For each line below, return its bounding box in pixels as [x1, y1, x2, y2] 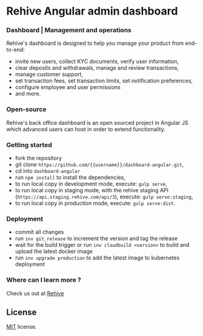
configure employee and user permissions [15, 84, 121, 91]
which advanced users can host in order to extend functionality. [6, 126, 165, 133]
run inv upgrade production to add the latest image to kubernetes [15, 254, 180, 261]
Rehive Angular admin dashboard [6, 4, 178, 18]
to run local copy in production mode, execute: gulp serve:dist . [15, 200, 176, 207]
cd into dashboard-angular [15, 167, 81, 175]
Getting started [6, 141, 53, 149]
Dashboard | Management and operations [6, 26, 131, 35]
